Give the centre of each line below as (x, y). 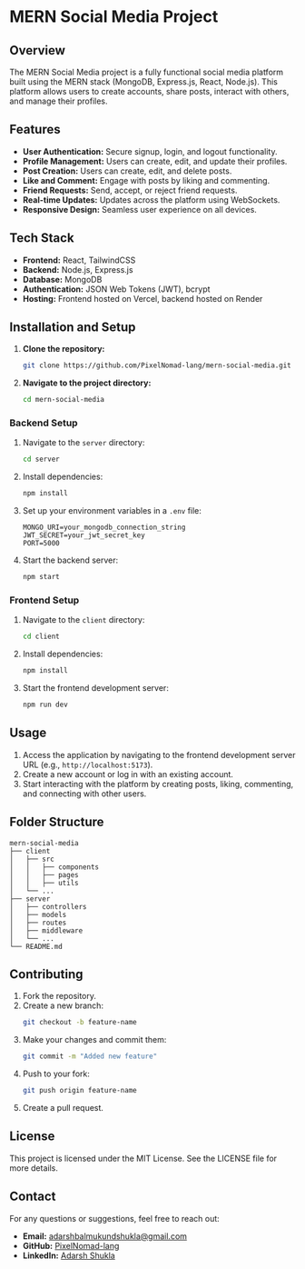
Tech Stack (42, 238)
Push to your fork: (56, 1074)
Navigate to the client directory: (84, 620)
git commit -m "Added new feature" (90, 1056)
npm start (41, 577)
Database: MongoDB (62, 279)
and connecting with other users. (84, 794)
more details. (34, 1168)
